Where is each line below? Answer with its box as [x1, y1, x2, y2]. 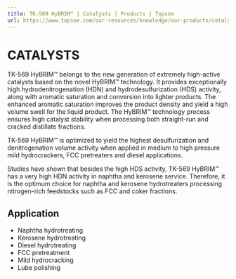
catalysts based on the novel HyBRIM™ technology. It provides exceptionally [7, 78, 227, 86]
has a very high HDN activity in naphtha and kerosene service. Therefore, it [7, 172, 225, 181]
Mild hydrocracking [17, 256, 74, 264]
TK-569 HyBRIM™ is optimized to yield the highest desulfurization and [7, 136, 209, 145]
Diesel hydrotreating [17, 241, 77, 249]
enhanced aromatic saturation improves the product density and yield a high [7, 100, 228, 109]
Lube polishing [17, 264, 61, 272]
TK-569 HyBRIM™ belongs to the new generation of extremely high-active [7, 70, 221, 79]
